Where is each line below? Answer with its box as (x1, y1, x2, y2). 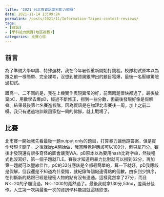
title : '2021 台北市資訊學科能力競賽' (5, 7, 76, 12)
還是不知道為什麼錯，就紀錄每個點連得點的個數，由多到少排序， (30, 168, 159, 174)
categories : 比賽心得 (5, 35, 46, 39)
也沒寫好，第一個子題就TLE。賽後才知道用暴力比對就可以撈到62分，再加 (9, 156, 155, 162)
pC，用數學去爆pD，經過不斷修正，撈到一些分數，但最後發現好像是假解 (9, 96, 154, 102)
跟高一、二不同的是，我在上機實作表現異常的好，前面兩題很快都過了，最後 (5, 90, 155, 96)
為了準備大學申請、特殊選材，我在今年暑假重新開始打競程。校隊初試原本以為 (5, 67, 159, 73)
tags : (5, 20, 16, 26)
